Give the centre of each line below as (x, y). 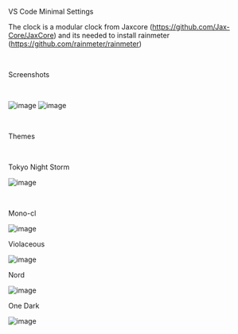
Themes (22, 136)
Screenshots (29, 74)
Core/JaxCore (31, 35)
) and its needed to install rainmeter (111, 35)
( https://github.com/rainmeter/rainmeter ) (75, 44)
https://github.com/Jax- (191, 27)
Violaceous (27, 244)
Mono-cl (22, 213)
